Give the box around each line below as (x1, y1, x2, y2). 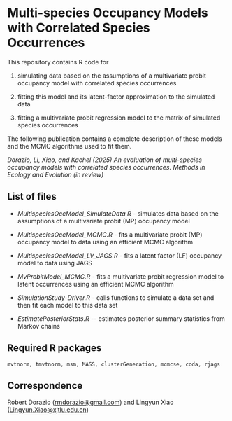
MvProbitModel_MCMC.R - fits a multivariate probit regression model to (17, 272, 224, 281)
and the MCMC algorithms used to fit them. (7, 142, 132, 150)
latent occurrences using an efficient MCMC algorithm (17, 279, 175, 288)
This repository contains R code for (7, 57, 109, 66)
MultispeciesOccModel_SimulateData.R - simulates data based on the (17, 209, 219, 218)
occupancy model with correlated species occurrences (17, 78, 177, 87)
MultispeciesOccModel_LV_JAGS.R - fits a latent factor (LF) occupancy (17, 251, 222, 260)
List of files (7, 191, 57, 202)
